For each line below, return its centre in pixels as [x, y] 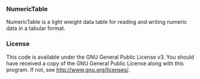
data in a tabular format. [36, 28]
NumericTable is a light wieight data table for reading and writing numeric [97, 22]
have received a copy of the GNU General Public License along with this [95, 63]
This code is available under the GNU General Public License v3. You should [100, 57]
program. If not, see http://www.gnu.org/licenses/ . [68, 69]
